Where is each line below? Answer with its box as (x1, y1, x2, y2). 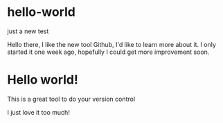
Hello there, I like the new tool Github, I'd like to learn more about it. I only (7, 40, 217, 48)
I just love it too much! (7, 108, 71, 116)
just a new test (7, 27, 49, 35)
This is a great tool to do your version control (7, 95, 136, 103)
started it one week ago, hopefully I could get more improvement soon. (7, 48, 210, 56)
